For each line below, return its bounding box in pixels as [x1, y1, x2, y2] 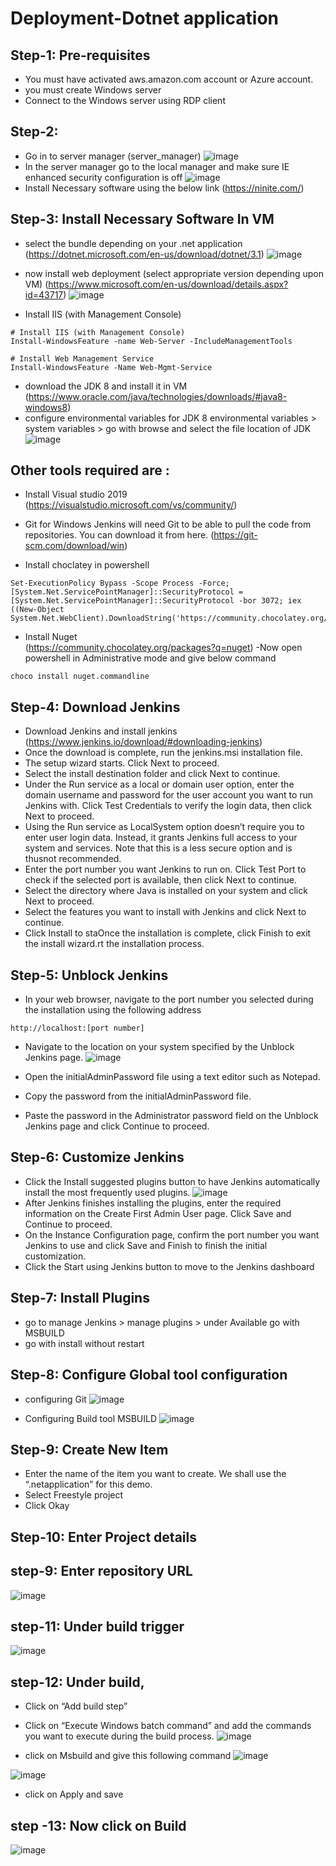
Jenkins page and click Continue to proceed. [24, 1120, 210, 1132]
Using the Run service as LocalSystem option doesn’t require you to [24, 821, 305, 833]
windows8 [24, 401, 68, 413]
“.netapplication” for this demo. [24, 1478, 153, 1491]
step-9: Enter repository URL [10, 1563, 193, 1580]
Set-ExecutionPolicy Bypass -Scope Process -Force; [10, 578, 230, 589]
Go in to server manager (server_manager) [24, 150, 202, 162]
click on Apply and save [24, 1788, 124, 1801]
